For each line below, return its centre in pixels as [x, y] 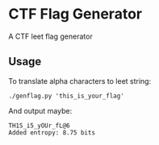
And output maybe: [40, 110]
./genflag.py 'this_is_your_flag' [67, 96]
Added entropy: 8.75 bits [52, 133]
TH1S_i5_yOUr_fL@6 [39, 126]
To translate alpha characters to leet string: [80, 81]
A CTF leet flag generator [50, 36]
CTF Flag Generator [75, 14]
